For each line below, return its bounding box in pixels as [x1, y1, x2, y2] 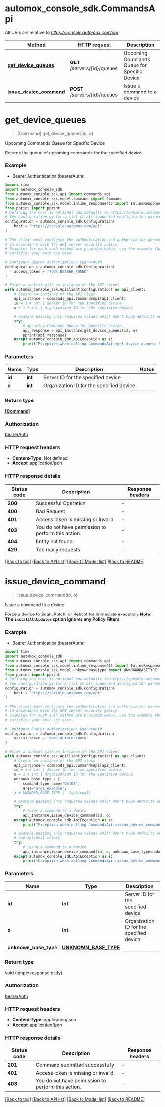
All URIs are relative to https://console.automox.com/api [5, 30, 119, 35]
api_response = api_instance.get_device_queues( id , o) [23, 328, 137, 333]
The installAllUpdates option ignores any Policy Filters [5, 616, 120, 622]
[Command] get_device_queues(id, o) [17, 130, 94, 136]
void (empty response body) [5, 970, 63, 976]
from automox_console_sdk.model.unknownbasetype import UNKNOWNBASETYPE [5, 668, 157, 673]
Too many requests [36, 546, 80, 553]
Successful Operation [36, 500, 86, 507]
